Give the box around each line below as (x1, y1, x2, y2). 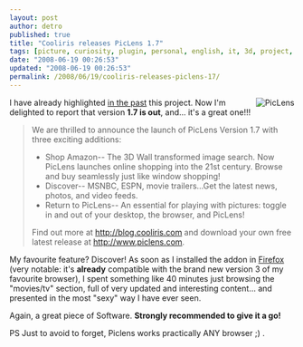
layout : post (9, 13, 59, 23)
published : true (9, 30, 71, 39)
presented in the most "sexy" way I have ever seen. (9, 292, 202, 304)
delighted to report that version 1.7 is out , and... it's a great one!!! (9, 106, 251, 118)
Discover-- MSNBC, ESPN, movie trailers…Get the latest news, (44, 180, 278, 191)
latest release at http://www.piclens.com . (31, 236, 185, 247)
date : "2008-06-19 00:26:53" (9, 55, 119, 64)
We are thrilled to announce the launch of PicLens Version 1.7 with (31, 124, 279, 135)
